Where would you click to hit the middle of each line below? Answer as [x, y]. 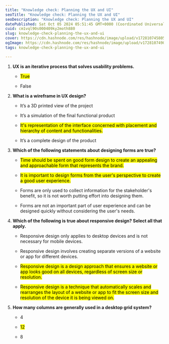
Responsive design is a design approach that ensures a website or [89, 266]
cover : [12, 38]
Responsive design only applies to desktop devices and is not [84, 236]
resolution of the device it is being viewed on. [67, 297]
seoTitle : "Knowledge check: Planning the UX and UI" [63, 15]
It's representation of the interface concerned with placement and [88, 125]
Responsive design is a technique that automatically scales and [86, 287]
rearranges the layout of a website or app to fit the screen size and [89, 292]
